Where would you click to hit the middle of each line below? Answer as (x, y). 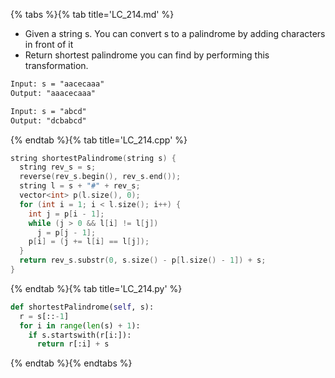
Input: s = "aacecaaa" (57, 84)
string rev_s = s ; (58, 167)
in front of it (49, 44)
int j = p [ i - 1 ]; (66, 214)
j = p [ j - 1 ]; (66, 232)
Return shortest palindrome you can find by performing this (147, 55)
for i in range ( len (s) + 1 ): (80, 325)
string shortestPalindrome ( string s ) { (93, 158)
